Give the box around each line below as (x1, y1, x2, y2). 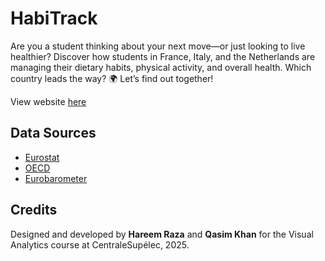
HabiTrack (10, 7, 98, 30)
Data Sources (10, 125, 97, 142)
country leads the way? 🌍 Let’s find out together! (10, 72, 214, 84)
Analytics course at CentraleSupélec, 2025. (10, 238, 190, 251)
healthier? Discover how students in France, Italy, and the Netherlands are (10, 50, 316, 62)
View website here (10, 95, 87, 107)
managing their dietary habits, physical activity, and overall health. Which (10, 61, 312, 73)
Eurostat (24, 151, 60, 163)
